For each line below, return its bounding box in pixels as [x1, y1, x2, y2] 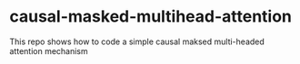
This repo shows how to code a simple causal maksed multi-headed [9, 36, 265, 47]
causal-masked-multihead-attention [9, 6, 293, 27]
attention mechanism [9, 45, 88, 56]
